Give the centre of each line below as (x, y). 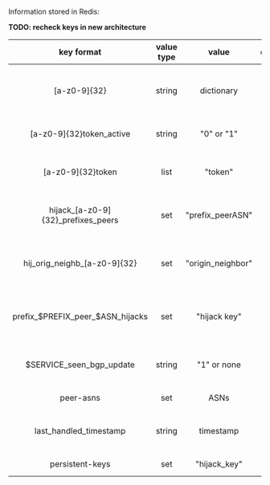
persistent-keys (80, 464)
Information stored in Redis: (54, 12)
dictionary (219, 90)
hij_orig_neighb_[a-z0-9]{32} (80, 263)
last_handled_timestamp (80, 431)
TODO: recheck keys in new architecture (77, 27)
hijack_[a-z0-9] (80, 210)
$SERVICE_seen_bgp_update (80, 365)
